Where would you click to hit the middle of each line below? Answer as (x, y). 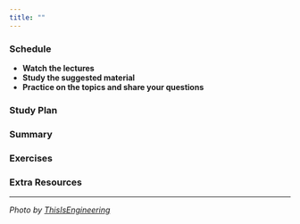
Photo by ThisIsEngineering (60, 210)
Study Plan (33, 110)
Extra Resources (46, 182)
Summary (31, 134)
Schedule (30, 48)
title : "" (28, 17)
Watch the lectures (58, 68)
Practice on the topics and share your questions (113, 87)
